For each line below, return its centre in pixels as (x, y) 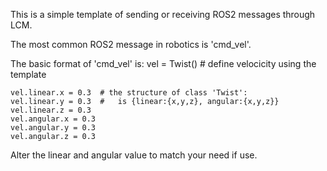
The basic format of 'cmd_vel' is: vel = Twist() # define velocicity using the (163, 63)
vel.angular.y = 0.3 (53, 128)
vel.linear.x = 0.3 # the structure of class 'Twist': (129, 93)
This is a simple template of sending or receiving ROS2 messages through (163, 14)
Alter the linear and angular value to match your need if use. (134, 155)
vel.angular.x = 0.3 (53, 119)
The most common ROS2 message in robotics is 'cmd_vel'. (131, 44)
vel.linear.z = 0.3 (51, 110)
